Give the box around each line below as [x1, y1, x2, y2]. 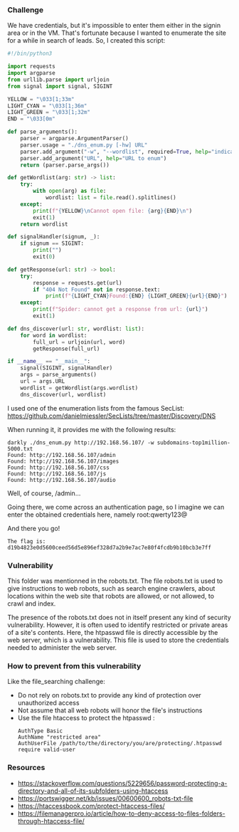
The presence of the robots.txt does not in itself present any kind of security [7, 613, 231, 621]
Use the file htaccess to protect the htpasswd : [17, 714, 155, 722]
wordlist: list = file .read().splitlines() [45, 194, 176, 201]
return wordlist [20, 221, 69, 228]
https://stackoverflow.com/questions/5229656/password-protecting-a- [17, 779, 228, 787]
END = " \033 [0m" [7, 115, 55, 122]
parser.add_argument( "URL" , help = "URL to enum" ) [20, 154, 167, 162]
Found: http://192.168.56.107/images [7, 458, 119, 465]
